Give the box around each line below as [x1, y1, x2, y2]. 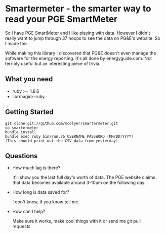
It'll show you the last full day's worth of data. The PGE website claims [12, 175, 156, 180]
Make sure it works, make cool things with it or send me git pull [12, 218, 141, 224]
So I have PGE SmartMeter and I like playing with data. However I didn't [5, 30, 150, 36]
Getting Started [5, 108, 54, 117]
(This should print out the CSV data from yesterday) [5, 138, 119, 143]
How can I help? [12, 209, 45, 215]
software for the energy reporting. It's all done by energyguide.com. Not [5, 55, 152, 61]
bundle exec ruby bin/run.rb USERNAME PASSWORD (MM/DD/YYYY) [5, 134, 134, 139]
